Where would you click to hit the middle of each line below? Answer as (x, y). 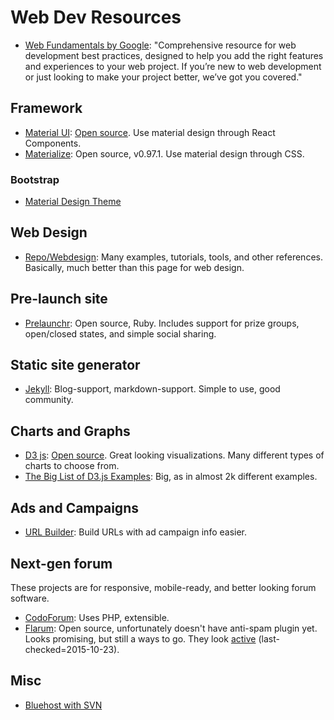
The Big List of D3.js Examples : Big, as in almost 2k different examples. (171, 477)
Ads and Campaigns (74, 507)
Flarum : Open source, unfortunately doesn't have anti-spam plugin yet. (171, 628)
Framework (46, 108)
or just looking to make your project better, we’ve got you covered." (163, 77)
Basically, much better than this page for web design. (134, 267)
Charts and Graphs (70, 431)
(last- (269, 638)
